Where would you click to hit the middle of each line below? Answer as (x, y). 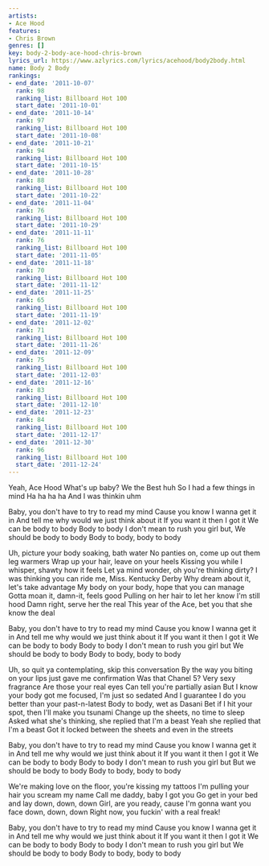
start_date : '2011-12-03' (59, 375)
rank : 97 (30, 121)
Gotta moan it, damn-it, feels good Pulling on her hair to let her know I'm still (134, 596)
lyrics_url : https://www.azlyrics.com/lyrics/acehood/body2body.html (127, 61)
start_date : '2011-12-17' (59, 435)
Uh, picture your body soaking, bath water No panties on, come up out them (134, 553)
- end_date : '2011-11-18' (51, 262)
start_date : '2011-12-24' (59, 465)
